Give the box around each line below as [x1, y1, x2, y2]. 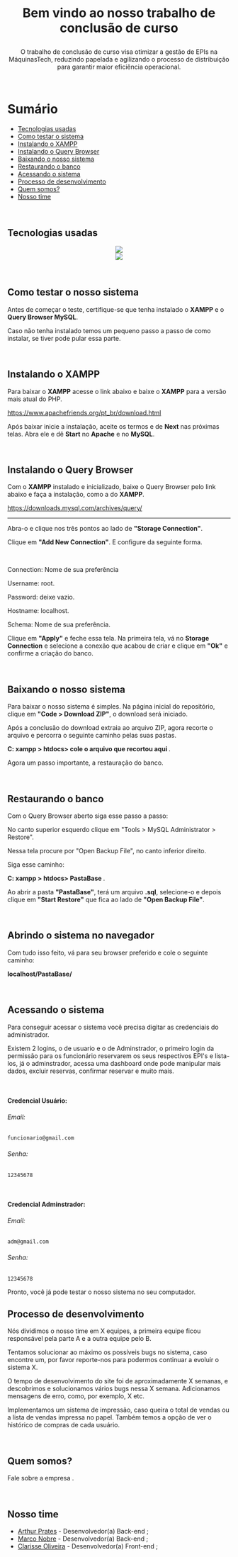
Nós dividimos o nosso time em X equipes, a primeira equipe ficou [7, 1327, 201, 1335]
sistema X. [7, 1363, 38, 1372]
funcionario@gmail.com [7, 1135, 74, 1142]
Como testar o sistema [17, 133, 84, 141]
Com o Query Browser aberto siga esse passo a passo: [7, 811, 169, 820]
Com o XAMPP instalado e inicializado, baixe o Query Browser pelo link [7, 483, 216, 491]
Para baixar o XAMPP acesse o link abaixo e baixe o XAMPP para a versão [7, 387, 227, 395]
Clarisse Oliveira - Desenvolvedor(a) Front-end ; [17, 1542, 158, 1551]
